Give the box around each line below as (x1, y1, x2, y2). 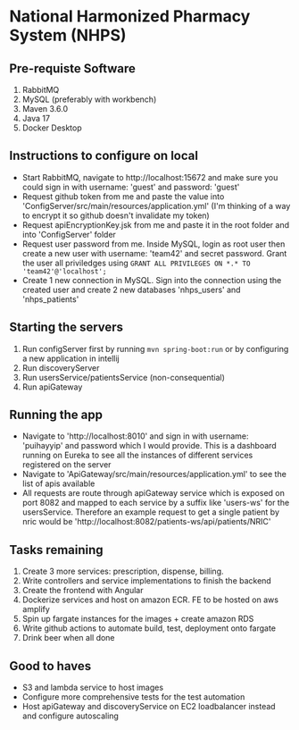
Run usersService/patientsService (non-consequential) (21, 372, 225, 382)
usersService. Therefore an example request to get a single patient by (21, 507, 279, 517)
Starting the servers (9, 320, 123, 335)
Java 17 (21, 113, 51, 123)
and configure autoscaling (21, 710, 119, 721)
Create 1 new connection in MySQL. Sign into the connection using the (21, 274, 282, 285)
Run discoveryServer (21, 362, 100, 373)
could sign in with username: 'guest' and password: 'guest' (21, 181, 240, 192)
